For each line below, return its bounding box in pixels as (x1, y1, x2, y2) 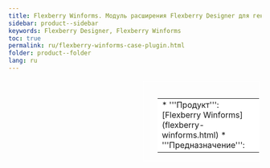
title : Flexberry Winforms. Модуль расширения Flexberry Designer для (8, 11, 250, 20)
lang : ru (8, 57, 38, 65)
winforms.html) (162, 129, 219, 141)
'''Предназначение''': (162, 139, 245, 150)
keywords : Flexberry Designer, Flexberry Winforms (8, 27, 182, 35)
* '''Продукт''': (162, 99, 219, 110)
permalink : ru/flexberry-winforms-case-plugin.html (8, 42, 185, 50)
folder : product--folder (8, 49, 92, 57)
